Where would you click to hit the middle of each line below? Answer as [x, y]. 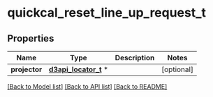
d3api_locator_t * [78, 69]
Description [135, 58]
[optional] [178, 69]
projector [27, 69]
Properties [31, 38]
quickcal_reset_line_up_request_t [107, 13]
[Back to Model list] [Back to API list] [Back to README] [87, 87]
